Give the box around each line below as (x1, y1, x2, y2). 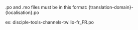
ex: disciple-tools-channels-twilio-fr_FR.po (5, 19, 94, 25)
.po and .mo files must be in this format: (5, 4, 88, 10)
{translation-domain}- (88, 4, 134, 10)
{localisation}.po (5, 9, 39, 15)
